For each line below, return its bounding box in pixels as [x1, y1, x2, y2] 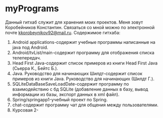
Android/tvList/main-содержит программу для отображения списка [12, 50, 155, 56]
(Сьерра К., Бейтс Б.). [12, 65, 58, 71]
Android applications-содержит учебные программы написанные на [12, 39, 156, 45]
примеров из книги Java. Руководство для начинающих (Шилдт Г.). [12, 76, 155, 82]
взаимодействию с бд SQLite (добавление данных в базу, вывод [12, 86, 149, 92]
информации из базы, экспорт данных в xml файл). [12, 91, 120, 97]
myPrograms [5, 3, 59, 14]
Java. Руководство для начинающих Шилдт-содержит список [12, 70, 143, 76]
